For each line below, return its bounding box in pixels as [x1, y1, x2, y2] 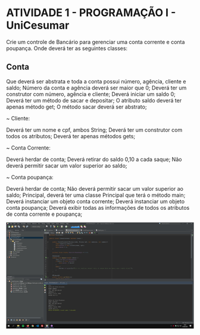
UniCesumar [6, 18, 70, 32]
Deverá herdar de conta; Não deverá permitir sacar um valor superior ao [6, 185, 183, 192]
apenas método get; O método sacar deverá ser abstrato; [6, 103, 147, 110]
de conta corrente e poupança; [6, 210, 83, 218]
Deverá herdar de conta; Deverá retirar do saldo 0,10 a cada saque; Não [6, 156, 182, 163]
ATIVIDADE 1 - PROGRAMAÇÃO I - [6, 6, 176, 20]
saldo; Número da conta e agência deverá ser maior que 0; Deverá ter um [6, 84, 187, 91]
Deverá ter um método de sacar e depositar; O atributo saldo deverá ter [6, 97, 182, 104]
